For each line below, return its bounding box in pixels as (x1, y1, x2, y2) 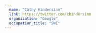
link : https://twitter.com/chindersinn (9, 12, 92, 16)
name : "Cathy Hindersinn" (9, 7, 63, 12)
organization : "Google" (9, 16, 58, 21)
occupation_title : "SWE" (9, 20, 60, 26)
